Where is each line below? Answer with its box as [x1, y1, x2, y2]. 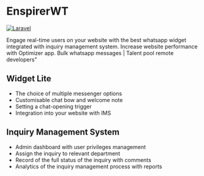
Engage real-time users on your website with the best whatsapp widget [6, 36, 187, 43]
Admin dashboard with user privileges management [15, 143, 146, 150]
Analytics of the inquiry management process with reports [15, 163, 162, 170]
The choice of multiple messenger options [15, 90, 123, 97]
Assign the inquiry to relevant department [15, 150, 121, 157]
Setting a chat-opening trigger [15, 103, 92, 110]
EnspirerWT [6, 4, 69, 18]
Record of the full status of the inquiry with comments [15, 156, 151, 163]
